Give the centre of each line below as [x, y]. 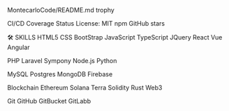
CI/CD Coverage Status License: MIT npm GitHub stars [86, 23]
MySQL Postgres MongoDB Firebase [60, 74]
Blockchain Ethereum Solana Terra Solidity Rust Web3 [85, 87]
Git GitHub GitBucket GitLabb [49, 101]
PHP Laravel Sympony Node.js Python [62, 61]
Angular [19, 47]
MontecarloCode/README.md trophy [61, 10]
